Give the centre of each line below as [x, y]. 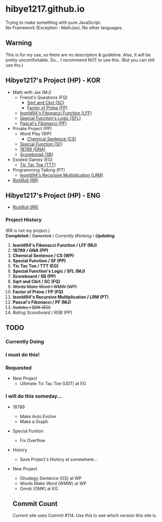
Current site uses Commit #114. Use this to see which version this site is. [85, 516]
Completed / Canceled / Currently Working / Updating [60, 235]
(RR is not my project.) [28, 231]
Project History [24, 220]
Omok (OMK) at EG [39, 488]
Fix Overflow [32, 440]
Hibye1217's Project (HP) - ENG [53, 195]
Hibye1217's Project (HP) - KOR [53, 81]
